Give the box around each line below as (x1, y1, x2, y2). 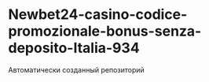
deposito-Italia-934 (8, 39, 140, 57)
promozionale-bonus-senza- (8, 22, 202, 40)
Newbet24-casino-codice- (8, 6, 188, 24)
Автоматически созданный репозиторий (8, 65, 145, 74)
